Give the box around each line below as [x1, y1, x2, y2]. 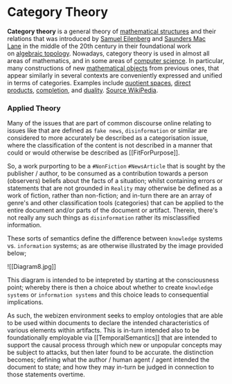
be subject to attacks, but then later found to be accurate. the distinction [7, 348, 214, 357]
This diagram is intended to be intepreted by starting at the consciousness [7, 276, 220, 284]
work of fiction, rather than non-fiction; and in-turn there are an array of [7, 191, 213, 200]
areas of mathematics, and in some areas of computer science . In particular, [7, 56, 225, 64]
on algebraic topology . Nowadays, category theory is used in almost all [7, 49, 210, 58]
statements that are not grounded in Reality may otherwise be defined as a [7, 184, 223, 193]
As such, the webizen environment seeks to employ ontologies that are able [7, 311, 224, 320]
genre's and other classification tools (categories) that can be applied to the [7, 199, 224, 207]
